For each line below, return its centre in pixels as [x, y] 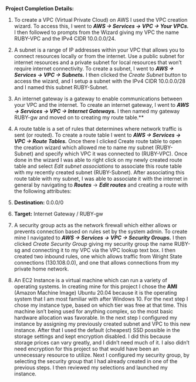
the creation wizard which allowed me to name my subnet [84, 147]
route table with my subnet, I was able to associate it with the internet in [101, 179]
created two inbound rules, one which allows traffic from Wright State [98, 256]
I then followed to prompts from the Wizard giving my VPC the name [97, 32]
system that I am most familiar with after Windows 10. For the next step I [101, 299]
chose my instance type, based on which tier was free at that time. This [100, 305]
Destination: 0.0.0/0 [39, 202]
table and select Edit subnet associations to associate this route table [98, 166]
